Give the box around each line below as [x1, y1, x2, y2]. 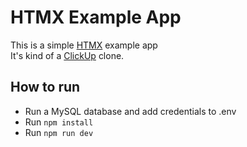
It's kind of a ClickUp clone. [10, 49, 125, 61]
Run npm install [24, 116, 94, 128]
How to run [10, 79, 81, 96]
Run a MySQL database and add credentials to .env [24, 105, 237, 117]
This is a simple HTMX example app [10, 39, 158, 51]
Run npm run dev [24, 126, 94, 138]
